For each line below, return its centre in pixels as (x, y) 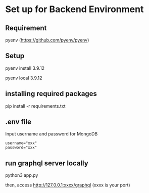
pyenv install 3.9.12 (25, 68)
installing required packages (51, 94)
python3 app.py (22, 175)
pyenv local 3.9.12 (24, 78)
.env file (18, 122)
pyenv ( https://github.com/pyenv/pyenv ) (47, 40)
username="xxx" (21, 143)
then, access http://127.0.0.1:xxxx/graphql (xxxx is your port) (68, 185)
